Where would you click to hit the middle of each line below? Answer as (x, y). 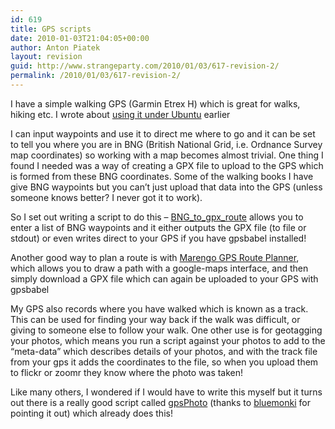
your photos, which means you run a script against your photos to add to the (168, 340)
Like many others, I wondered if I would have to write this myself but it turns (166, 392)
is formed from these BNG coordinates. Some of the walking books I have (162, 176)
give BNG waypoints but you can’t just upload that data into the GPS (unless (166, 187)
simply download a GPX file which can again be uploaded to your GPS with (164, 278)
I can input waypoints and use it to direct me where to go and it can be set (163, 133)
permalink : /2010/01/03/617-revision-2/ (96, 76)
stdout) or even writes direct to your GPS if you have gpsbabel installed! (158, 238)
